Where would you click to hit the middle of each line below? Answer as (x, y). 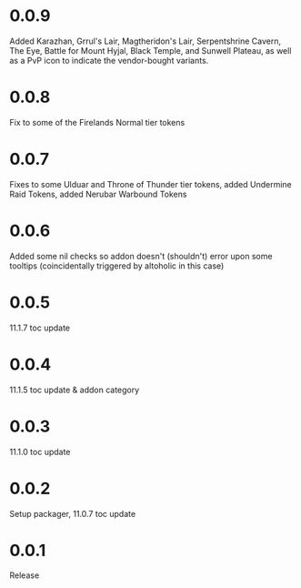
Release (25, 575)
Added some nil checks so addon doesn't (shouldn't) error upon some (141, 256)
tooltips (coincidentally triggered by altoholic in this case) (117, 266)
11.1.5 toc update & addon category (75, 390)
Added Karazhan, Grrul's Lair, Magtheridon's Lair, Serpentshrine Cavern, (145, 41)
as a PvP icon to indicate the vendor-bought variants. (109, 60)
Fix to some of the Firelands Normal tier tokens (97, 122)
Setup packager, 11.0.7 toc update (73, 513)
